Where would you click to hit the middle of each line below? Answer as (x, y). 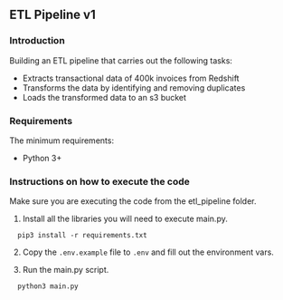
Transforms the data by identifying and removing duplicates (134, 87)
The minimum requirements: (62, 140)
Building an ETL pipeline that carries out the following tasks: (121, 60)
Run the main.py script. (66, 270)
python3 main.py (48, 286)
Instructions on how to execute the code (99, 181)
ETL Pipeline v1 (53, 15)
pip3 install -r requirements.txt (82, 236)
